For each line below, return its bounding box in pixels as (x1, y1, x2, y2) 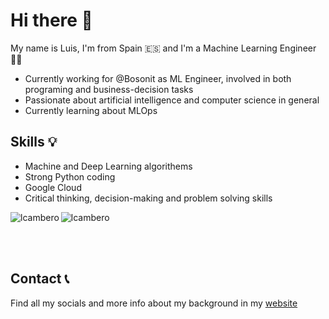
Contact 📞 (10, 270, 70, 288)
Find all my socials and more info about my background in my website (10, 297, 298, 309)
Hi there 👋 (10, 9, 93, 32)
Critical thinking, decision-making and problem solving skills (24, 192, 273, 204)
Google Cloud (24, 181, 82, 193)
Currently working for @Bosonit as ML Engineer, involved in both (24, 72, 292, 84)
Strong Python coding (24, 170, 116, 183)
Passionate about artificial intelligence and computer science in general (24, 94, 320, 106)
